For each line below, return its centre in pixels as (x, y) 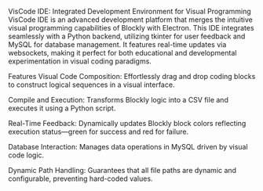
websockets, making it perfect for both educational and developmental (122, 53)
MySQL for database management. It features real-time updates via (117, 45)
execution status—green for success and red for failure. (99, 132)
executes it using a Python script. (62, 108)
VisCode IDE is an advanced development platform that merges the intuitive (130, 20)
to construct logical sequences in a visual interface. (91, 85)
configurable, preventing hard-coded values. (80, 178)
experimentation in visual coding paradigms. (80, 61)
